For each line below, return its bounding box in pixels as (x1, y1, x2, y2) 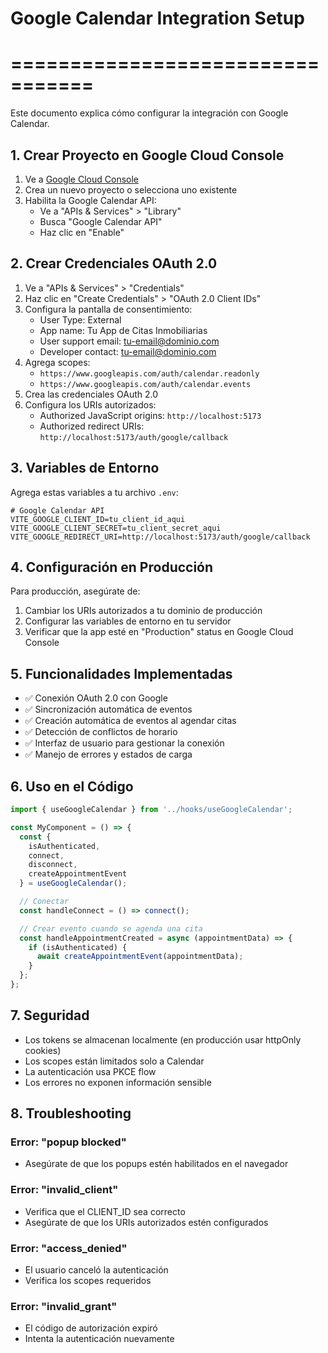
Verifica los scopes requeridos (24, 1274, 152, 1286)
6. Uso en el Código (10, 778, 134, 795)
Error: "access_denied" (10, 1241, 128, 1255)
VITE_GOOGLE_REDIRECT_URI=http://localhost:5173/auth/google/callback (10, 532, 311, 542)
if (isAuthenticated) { (28, 942, 128, 952)
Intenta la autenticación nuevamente (24, 1333, 175, 1345)
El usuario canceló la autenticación (24, 1263, 169, 1276)
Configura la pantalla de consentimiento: (24, 303, 193, 315)
